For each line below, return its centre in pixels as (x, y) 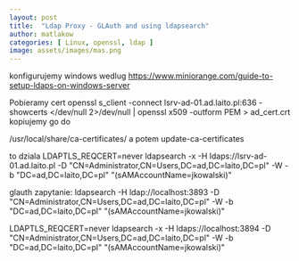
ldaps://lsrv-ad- (238, 156)
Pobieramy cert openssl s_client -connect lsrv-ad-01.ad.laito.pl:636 (133, 102)
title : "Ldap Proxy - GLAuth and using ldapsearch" (109, 26)
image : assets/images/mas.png (66, 51)
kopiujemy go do (40, 122)
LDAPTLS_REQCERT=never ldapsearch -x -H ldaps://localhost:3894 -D (140, 229)
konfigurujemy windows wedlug (68, 76)
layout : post (33, 17)
